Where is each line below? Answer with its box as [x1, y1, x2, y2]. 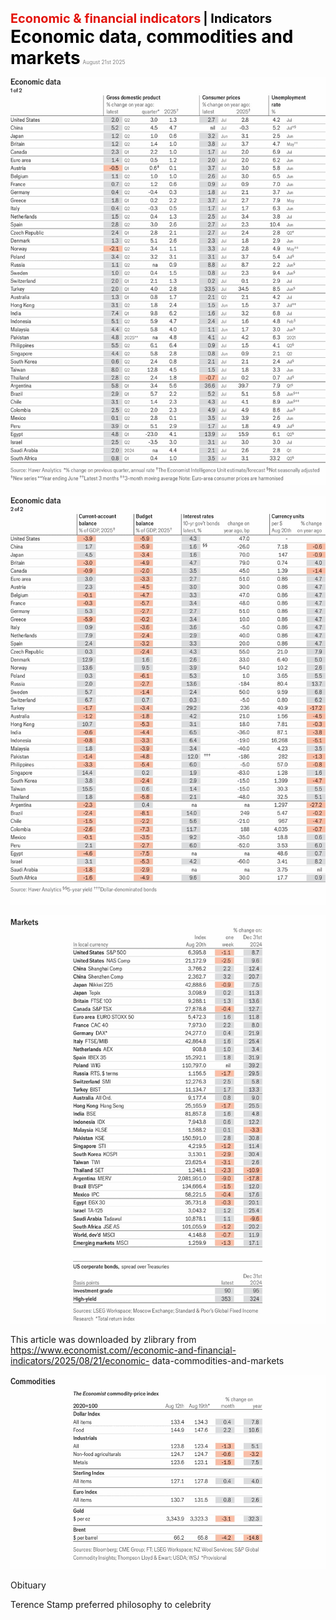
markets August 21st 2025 [10, 47, 126, 69]
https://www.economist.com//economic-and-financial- [10, 1344, 237, 1356]
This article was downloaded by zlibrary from [10, 1333, 197, 1345]
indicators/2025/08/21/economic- [10, 1354, 150, 1366]
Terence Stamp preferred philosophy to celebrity [10, 1598, 212, 1610]
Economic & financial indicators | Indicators [10, 11, 273, 26]
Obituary [10, 1579, 47, 1591]
